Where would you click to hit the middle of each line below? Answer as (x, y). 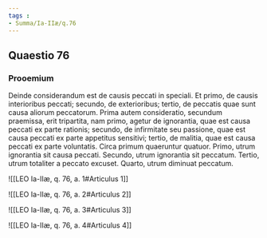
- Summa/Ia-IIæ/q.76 (43, 23)
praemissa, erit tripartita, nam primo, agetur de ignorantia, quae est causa (130, 121)
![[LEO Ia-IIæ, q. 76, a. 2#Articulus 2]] (70, 194)
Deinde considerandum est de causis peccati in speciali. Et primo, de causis (133, 96)
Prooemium (31, 78)
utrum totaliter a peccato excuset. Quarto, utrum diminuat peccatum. (121, 164)
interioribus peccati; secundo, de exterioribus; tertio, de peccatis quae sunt (132, 104)
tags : (19, 16)
